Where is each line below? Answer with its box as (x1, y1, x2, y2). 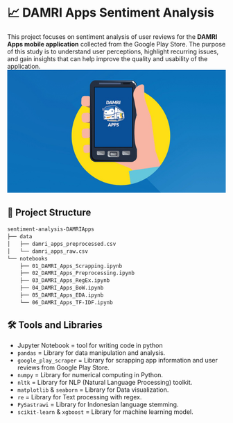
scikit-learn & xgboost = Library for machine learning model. (17, 407, 194, 416)
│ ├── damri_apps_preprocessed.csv (7, 240, 116, 247)
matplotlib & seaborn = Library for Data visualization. (17, 385, 169, 394)
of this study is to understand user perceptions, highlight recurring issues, (7, 47, 219, 56)
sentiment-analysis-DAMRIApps (7, 226, 95, 233)
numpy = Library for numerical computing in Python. (17, 370, 163, 379)
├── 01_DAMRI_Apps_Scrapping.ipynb (19, 263, 123, 269)
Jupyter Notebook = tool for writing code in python (17, 341, 163, 349)
